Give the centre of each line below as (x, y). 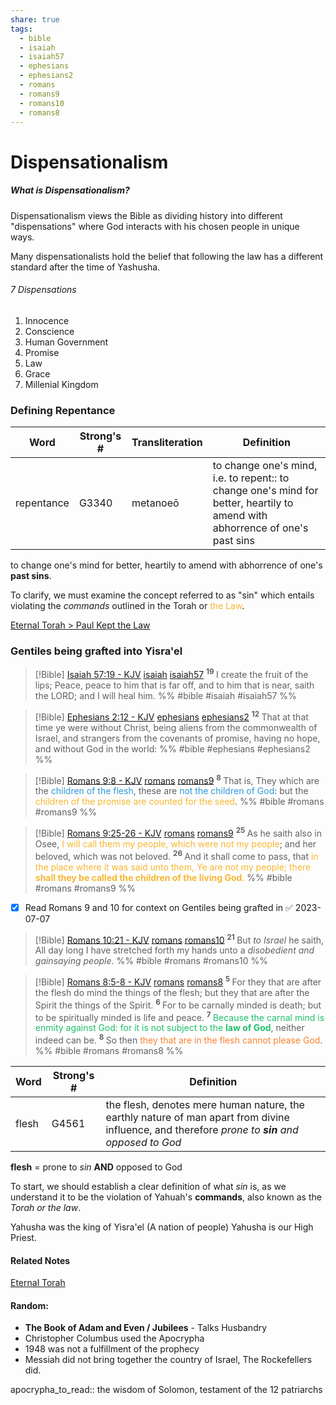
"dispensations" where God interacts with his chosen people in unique (155, 226)
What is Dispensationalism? (70, 190)
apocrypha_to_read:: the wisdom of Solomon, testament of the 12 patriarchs (166, 1390)
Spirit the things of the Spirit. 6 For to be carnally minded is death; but (178, 1004)
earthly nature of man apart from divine (197, 1117)
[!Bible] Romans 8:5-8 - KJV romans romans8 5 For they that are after (178, 981)
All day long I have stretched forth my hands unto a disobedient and (174, 950)
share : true (35, 19)
